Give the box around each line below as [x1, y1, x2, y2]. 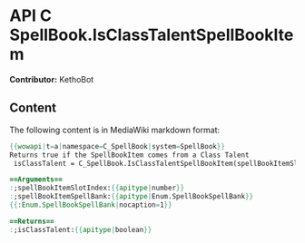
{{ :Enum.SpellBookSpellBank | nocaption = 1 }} [9, 200, 172, 209]
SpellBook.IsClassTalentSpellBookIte [9, 24, 294, 45]
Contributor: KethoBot [9, 73, 94, 84]
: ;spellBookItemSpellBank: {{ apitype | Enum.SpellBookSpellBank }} [9, 192, 254, 201]
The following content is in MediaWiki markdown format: [9, 124, 221, 135]
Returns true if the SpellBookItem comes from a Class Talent [9, 151, 250, 160]
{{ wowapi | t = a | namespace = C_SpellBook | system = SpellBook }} [9, 141, 225, 151]
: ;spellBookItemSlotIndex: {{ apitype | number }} [9, 183, 184, 193]
